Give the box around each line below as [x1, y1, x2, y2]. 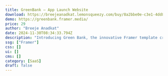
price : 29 [5, 21, 26, 26]
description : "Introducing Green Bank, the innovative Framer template [5, 35, 157, 40]
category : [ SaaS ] [5, 58, 41, 63]
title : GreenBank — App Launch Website [5, 7, 88, 12]
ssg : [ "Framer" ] [5, 40, 39, 45]
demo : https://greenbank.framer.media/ [5, 16, 88, 21]
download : [5, 12, 26, 17]
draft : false [5, 63, 32, 68]
